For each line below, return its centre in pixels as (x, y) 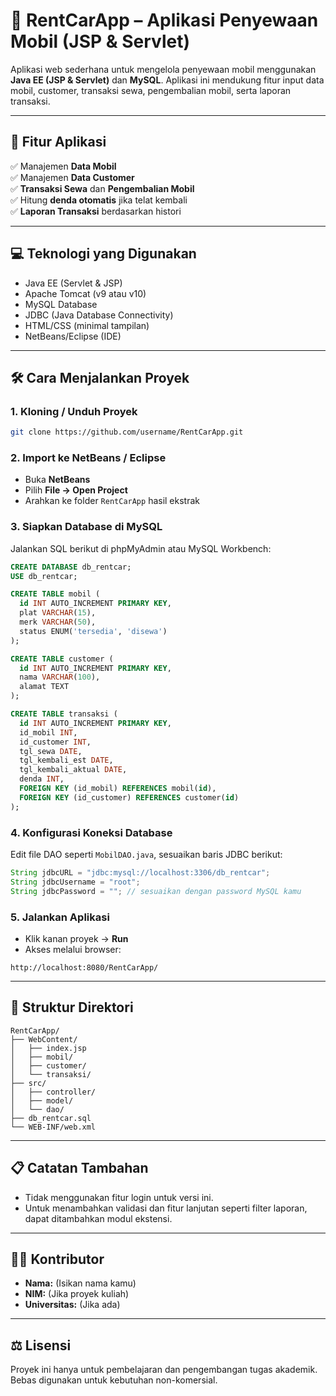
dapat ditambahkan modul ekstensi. (98, 1218)
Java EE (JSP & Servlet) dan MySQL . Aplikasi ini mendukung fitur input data (167, 80)
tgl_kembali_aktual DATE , (73, 770)
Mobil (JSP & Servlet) (100, 41)
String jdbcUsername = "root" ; (75, 882)
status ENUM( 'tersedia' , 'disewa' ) (93, 631)
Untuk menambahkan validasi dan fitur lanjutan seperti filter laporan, (166, 1208)
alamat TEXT (44, 687)
